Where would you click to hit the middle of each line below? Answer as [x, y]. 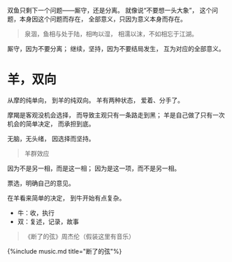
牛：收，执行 [36, 212]
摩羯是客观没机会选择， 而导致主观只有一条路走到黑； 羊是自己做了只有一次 [116, 115]
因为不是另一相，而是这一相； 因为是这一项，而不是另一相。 [94, 168]
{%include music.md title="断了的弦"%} [65, 251]
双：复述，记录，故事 [48, 221]
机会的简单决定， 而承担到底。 [51, 124]
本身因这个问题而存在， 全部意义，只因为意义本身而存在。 [103, 19]
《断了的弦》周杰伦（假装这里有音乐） [79, 236]
